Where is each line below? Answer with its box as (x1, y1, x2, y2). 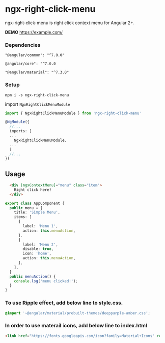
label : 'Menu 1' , (23, 224, 58, 229)
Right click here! (14, 187, 52, 192)
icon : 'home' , (23, 251, 52, 256)
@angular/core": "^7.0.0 (5, 62, 56, 66)
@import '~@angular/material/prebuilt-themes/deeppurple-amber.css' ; (5, 311, 151, 315)
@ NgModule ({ (5, 120, 29, 125)
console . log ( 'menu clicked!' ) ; (14, 279, 78, 283)
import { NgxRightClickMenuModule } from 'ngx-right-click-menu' (5, 111, 141, 116)
